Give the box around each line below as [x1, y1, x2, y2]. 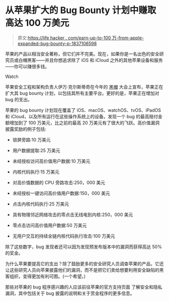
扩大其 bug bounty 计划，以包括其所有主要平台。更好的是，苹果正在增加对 [5, 90, 159, 96]
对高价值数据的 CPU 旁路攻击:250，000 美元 [12, 179, 106, 185]
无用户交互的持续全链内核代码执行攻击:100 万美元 [12, 233, 116, 239]
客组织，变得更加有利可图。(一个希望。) [5, 273, 86, 279]
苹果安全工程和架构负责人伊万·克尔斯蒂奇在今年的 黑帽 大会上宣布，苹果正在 [5, 84, 163, 90]
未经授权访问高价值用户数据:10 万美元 [12, 158, 91, 164]
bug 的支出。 [5, 96, 33, 102]
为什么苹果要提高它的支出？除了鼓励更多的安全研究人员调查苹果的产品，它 [5, 260, 159, 267]
